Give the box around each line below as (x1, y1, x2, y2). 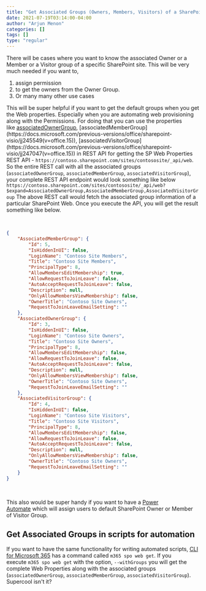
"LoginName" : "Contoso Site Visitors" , (28, 412, 131, 419)
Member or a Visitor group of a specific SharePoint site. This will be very (6, 61, 189, 68)
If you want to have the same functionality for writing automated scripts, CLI (6, 546, 198, 553)
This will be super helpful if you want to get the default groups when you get (6, 104, 199, 111)
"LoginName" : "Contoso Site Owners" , (28, 333, 124, 339)
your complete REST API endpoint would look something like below (6, 176, 176, 183)
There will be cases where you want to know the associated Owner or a (6, 55, 187, 61)
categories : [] (6, 26, 45, 33)
